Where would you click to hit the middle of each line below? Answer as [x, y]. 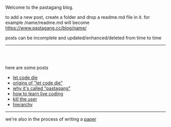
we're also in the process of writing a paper [51, 119]
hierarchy [23, 104]
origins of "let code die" [38, 83]
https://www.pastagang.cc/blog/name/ [46, 28]
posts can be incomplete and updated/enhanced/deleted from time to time [83, 38]
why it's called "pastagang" [41, 88]
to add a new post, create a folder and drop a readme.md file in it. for [78, 17]
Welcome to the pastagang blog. [39, 7]
